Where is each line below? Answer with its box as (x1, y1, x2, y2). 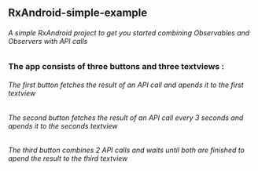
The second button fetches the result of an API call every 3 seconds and (8, 113, 244, 122)
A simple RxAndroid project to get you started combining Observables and (8, 27, 250, 38)
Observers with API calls (8, 36, 88, 45)
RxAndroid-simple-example (8, 6, 148, 20)
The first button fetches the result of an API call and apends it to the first (8, 80, 244, 89)
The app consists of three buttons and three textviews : (8, 60, 225, 71)
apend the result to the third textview (8, 154, 128, 163)
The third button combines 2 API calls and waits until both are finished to (8, 145, 245, 155)
